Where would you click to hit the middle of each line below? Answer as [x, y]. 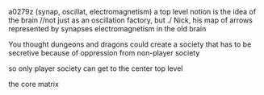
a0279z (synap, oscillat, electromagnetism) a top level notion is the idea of [132, 12]
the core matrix [34, 84]
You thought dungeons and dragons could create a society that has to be [130, 44]
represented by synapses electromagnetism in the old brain [107, 29]
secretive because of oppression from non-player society [104, 53]
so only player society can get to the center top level [96, 68]
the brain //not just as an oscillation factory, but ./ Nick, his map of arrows [130, 20]
